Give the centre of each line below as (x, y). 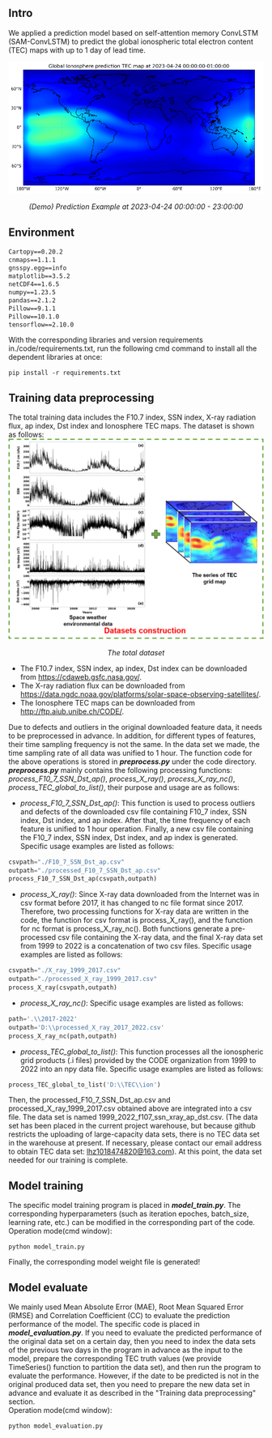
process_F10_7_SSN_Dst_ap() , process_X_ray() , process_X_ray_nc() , (122, 779)
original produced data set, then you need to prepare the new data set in (130, 1384)
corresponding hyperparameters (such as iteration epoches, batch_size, (129, 1214)
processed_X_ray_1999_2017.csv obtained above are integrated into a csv (130, 1108)
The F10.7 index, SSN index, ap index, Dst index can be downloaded (134, 668)
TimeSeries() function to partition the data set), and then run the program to (135, 1367)
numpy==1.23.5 (32, 292)
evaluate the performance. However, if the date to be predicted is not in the (134, 1376)
